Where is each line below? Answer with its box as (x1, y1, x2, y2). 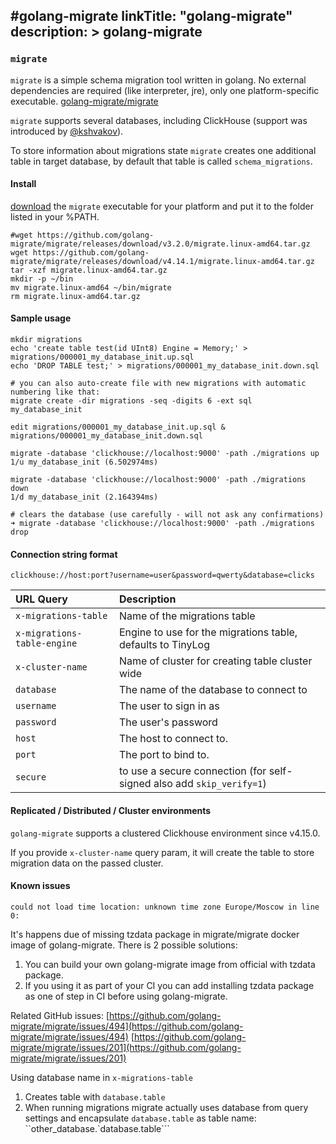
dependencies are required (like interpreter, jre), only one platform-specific (10, 84, 320, 96)
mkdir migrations (10, 335, 83, 345)
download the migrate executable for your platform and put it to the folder (10, 200, 314, 212)
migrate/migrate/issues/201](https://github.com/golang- (10, 1041, 242, 1053)
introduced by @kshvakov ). (10, 125, 124, 137)
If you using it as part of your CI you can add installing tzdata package (24, 979, 315, 991)
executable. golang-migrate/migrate (10, 95, 159, 107)
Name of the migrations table (118, 609, 256, 623)
